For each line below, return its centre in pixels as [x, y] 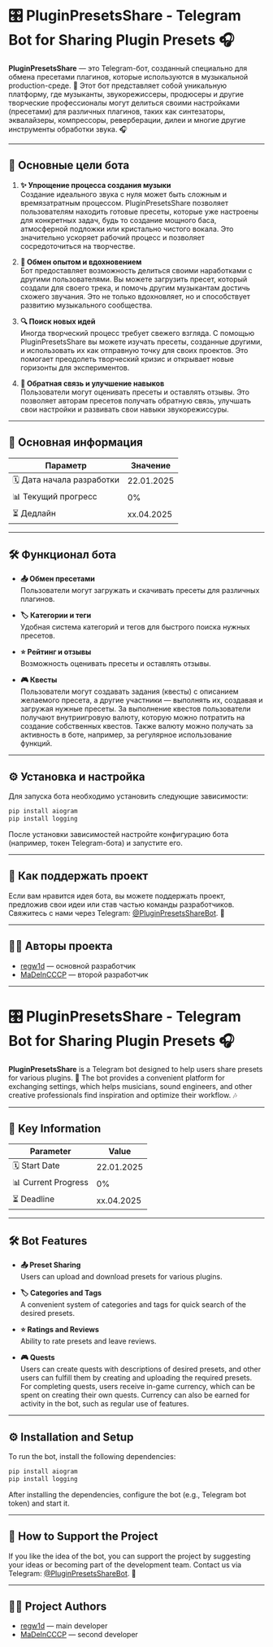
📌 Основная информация [76, 443]
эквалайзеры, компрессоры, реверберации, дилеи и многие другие [127, 120]
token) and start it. [39, 1503]
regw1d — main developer [64, 1626]
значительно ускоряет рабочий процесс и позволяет [113, 237]
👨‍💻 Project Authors [58, 1606]
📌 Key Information [55, 1128]
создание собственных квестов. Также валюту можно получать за [136, 726]
